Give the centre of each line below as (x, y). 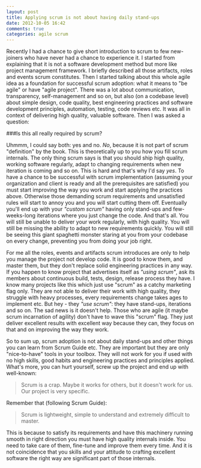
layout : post (22, 12)
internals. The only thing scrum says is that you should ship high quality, (95, 158)
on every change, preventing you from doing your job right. (79, 241)
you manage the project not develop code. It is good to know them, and (94, 259)
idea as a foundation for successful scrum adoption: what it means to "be (97, 83)
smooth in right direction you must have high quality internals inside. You (96, 439)
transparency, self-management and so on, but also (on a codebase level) (97, 96)
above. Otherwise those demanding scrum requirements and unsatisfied (95, 196)
